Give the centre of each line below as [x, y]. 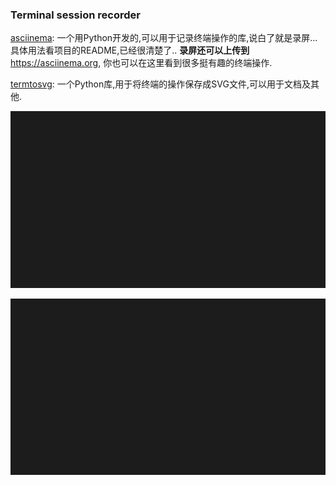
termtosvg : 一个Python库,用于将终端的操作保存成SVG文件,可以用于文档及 [160, 84]
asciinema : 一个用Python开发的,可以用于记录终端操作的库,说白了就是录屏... [164, 38]
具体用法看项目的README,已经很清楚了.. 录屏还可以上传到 [130, 50]
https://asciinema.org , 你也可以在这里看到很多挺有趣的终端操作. [141, 63]
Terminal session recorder [75, 15]
